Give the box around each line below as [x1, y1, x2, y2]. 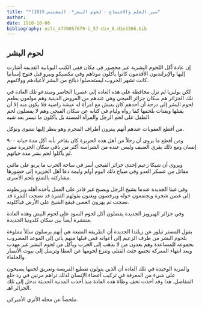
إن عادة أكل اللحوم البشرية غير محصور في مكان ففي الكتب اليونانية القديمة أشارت [7, 64, 191, 71]
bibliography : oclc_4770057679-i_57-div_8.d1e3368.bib [7, 25, 147, 32]
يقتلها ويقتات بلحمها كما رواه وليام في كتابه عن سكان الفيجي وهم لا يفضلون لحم [7, 107, 184, 115]
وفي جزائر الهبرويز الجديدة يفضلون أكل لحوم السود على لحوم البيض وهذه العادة [7, 210, 185, 217]
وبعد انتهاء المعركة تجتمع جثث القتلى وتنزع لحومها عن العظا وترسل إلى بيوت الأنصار [7, 247, 192, 254]
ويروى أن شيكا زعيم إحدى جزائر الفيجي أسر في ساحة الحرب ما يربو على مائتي [7, 161, 183, 169]
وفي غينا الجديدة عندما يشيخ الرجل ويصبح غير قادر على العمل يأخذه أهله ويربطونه [7, 185, 188, 193]
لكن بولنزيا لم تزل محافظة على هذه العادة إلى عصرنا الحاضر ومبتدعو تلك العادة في [7, 88, 191, 95]
